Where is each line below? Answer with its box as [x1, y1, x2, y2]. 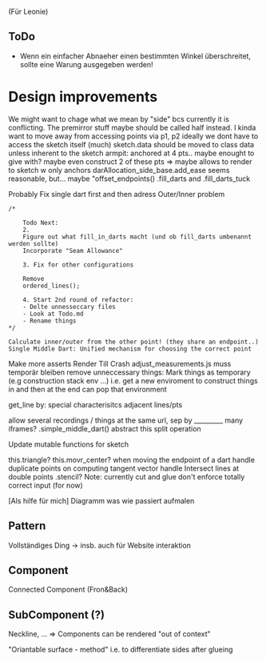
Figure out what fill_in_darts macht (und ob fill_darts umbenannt [22, 232, 252, 241]
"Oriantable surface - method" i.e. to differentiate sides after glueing [8, 644, 233, 655]
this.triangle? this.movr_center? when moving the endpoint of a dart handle [8, 455, 256, 464]
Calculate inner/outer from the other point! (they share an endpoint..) [8, 338, 260, 346]
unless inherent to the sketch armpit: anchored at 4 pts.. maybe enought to [8, 148, 255, 158]
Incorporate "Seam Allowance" [22, 247, 124, 255]
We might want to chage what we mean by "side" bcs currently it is [8, 114, 230, 123]
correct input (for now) [8, 480, 84, 490]
